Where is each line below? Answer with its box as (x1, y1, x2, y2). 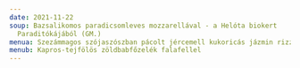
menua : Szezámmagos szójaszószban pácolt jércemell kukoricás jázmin (9, 37, 274, 47)
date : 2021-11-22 (9, 12, 74, 22)
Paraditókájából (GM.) (17, 29, 102, 38)
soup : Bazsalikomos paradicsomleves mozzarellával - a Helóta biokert (9, 21, 278, 30)
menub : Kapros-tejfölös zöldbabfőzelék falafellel (9, 46, 202, 55)
